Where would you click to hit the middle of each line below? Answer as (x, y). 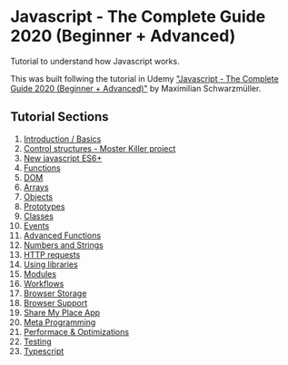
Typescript (44, 350)
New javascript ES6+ (63, 158)
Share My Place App (62, 312)
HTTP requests (52, 254)
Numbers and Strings (63, 245)
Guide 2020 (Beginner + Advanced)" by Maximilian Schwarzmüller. (136, 88)
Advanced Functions (62, 235)
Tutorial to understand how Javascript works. (95, 61)
